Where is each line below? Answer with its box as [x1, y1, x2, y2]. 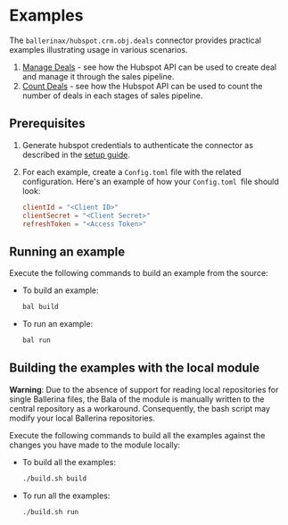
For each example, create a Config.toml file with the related [21, 166, 242, 177]
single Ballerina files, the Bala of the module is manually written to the [9, 394, 265, 404]
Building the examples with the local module [9, 361, 260, 376]
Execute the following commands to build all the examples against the [9, 429, 266, 440]
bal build [21, 303, 60, 312]
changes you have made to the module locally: [9, 439, 181, 450]
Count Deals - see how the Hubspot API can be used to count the [21, 80, 263, 91]
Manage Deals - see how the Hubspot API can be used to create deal [21, 62, 277, 72]
